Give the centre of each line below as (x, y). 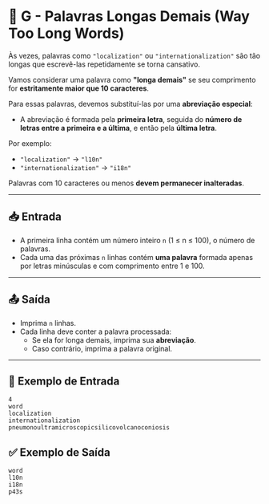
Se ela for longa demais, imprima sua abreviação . (114, 339)
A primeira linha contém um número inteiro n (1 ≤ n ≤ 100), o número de (137, 240)
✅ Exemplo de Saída (59, 452)
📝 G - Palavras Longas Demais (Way (129, 16)
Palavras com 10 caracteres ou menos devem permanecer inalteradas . (126, 183)
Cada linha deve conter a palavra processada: (96, 331)
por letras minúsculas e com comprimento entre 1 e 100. (112, 266)
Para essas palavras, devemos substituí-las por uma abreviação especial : (131, 104)
